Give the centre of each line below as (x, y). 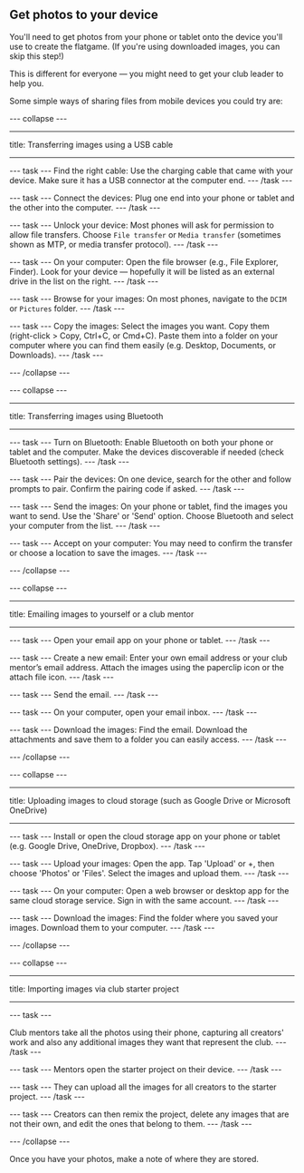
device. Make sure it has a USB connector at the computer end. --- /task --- (151, 180)
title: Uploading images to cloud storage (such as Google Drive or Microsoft (150, 800)
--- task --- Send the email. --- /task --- (84, 694)
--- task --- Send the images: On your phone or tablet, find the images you (148, 506)
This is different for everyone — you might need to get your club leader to (147, 73)
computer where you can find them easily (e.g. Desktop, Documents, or (142, 345)
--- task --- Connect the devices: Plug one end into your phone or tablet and (152, 198)
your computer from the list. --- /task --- (85, 525)
